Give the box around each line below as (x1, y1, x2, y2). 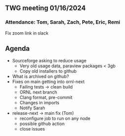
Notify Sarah (19, 105, 45, 111)
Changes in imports (19, 99, 60, 105)
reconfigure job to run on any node (19, 115, 91, 121)
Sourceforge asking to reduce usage (12, 57, 87, 63)
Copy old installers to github (19, 68, 77, 74)
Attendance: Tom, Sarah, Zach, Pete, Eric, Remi (5, 19, 121, 26)
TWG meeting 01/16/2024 (5, 4, 86, 12)
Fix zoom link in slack (5, 30, 49, 36)
